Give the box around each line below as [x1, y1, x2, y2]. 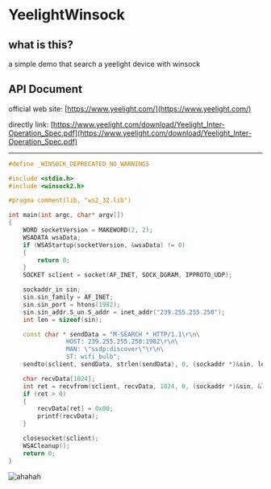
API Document [8, 82, 83, 96]
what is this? [8, 38, 74, 52]
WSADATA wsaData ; [23, 233, 81, 241]
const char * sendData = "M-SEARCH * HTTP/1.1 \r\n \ [23, 330, 200, 338]
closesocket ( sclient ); [23, 434, 99, 443]
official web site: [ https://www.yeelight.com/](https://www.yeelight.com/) [8, 103, 252, 114]
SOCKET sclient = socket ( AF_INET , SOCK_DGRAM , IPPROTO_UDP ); [23, 271, 232, 279]
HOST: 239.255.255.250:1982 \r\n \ [65, 337, 179, 346]
